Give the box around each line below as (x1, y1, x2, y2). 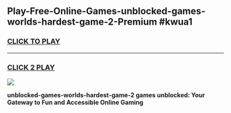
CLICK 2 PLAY (7, 62, 55, 72)
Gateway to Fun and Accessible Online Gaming (7, 98, 144, 106)
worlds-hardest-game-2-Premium (7, 16, 157, 28)
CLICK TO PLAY (7, 37, 60, 47)
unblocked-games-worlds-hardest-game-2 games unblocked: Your (7, 90, 206, 99)
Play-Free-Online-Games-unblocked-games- (7, 5, 206, 17)
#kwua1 (159, 16, 192, 28)
